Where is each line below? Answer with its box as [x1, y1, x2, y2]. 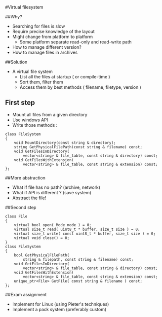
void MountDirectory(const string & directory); [14, 140, 116, 145]
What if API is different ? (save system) [12, 189, 91, 195]
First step [5, 99, 35, 107]
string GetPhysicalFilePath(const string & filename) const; [14, 144, 142, 149]
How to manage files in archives [12, 49, 78, 55]
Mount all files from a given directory [12, 111, 87, 117]
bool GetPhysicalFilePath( [14, 252, 70, 258]
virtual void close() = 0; [14, 235, 70, 241]
